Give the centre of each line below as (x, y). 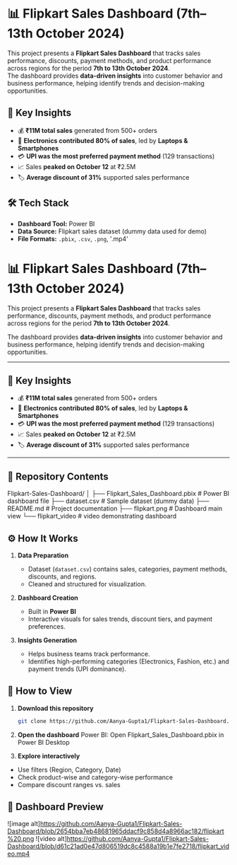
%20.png (21, 839)
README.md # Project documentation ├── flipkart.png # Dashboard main (115, 509)
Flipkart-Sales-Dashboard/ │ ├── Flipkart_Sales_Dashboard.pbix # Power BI (119, 494)
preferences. (47, 626)
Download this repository (55, 708)
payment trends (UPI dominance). (77, 668)
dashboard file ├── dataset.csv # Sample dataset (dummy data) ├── (108, 501)
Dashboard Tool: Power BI (56, 223)
